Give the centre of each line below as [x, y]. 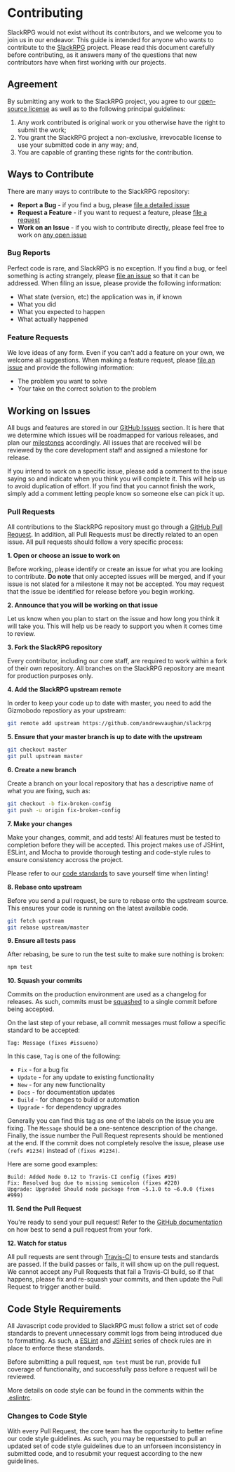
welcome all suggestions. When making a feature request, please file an [111, 360]
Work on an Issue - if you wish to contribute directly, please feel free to [121, 227]
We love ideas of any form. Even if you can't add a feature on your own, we [116, 353]
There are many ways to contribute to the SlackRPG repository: [99, 191]
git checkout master [38, 750]
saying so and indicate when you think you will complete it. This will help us [116, 478]
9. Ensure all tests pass [42, 941]
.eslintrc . [20, 1398]
